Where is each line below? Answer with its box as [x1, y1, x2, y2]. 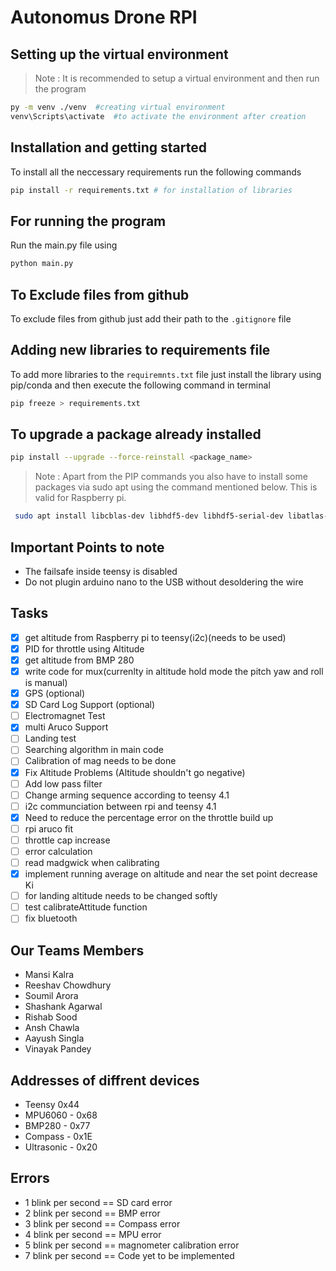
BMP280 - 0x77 [24, 1119, 91, 1131]
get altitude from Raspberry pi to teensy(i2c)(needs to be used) [24, 631, 287, 643]
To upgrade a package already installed [10, 426, 262, 443]
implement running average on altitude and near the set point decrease [24, 868, 318, 880]
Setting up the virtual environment [10, 46, 229, 63]
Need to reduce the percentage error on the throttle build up [24, 811, 274, 823]
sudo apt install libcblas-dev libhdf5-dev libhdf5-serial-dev [14, 511, 284, 521]
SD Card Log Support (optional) [24, 699, 155, 711]
